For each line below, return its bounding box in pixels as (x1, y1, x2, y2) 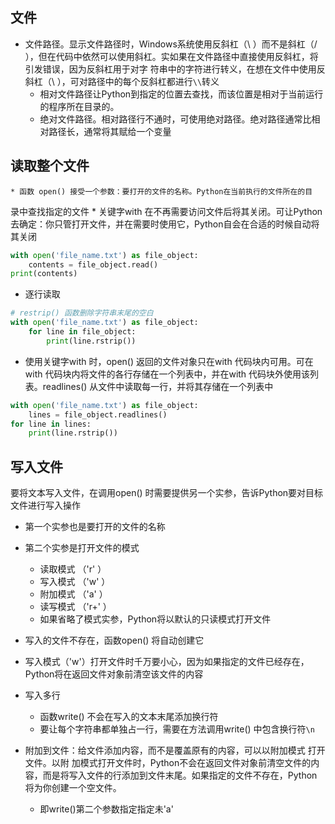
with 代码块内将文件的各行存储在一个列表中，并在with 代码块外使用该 (24, 368, 311, 380)
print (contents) (10, 269, 78, 279)
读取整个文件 (10, 158, 90, 175)
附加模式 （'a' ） (39, 588, 108, 600)
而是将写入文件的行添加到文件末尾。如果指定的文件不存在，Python (42, 769, 318, 782)
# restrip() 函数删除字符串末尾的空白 (10, 308, 154, 318)
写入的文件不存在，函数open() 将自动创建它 (24, 634, 205, 647)
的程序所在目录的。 (39, 100, 120, 112)
